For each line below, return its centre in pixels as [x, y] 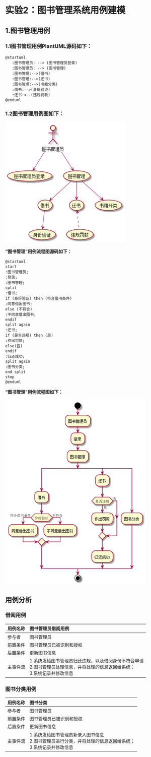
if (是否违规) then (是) [29, 336]
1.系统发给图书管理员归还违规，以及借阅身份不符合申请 [87, 661]
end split [16, 372]
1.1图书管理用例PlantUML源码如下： [49, 46]
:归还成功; [15, 357]
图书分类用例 [21, 689]
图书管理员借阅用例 [49, 628]
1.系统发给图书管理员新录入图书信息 [67, 734]
